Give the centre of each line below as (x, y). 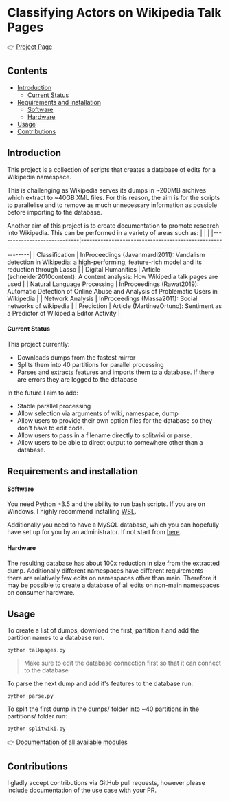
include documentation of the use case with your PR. (82, 790)
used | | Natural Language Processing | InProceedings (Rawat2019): (103, 284)
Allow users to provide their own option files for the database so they (115, 420)
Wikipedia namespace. (39, 177)
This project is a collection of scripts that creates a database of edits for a (112, 169)
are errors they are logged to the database (77, 379)
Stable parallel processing (54, 406)
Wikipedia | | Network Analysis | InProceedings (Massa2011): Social (102, 298)
